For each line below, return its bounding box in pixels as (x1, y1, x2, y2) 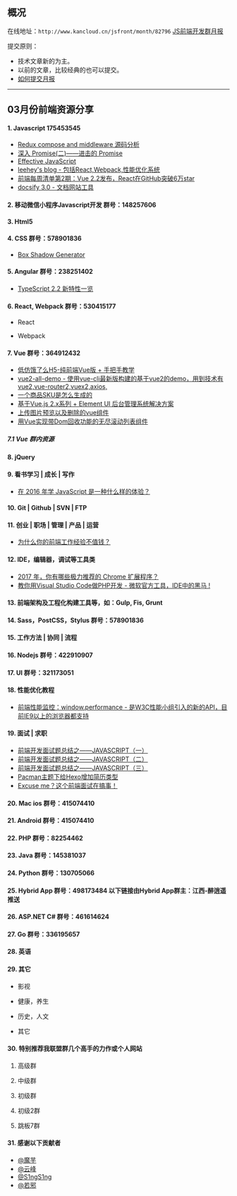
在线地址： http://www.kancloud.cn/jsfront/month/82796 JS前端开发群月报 (7, 27, 224, 35)
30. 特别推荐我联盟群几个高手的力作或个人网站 (7, 1044, 142, 1053)
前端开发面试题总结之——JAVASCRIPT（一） (17, 746, 148, 754)
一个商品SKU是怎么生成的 (17, 391, 93, 399)
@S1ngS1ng (17, 1172, 52, 1180)
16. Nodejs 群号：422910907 (7, 651, 93, 659)
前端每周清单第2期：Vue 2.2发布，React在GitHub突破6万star (17, 174, 195, 183)
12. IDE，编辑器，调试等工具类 (7, 555, 95, 563)
